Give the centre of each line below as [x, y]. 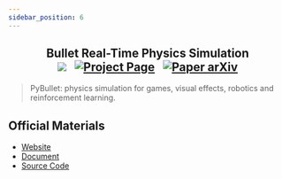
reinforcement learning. [72, 97]
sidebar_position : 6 [46, 17]
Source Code [45, 166]
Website [36, 147]
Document [40, 157]
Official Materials [57, 125]
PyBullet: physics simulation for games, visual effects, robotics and [152, 89]
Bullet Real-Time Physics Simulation [148, 54]
